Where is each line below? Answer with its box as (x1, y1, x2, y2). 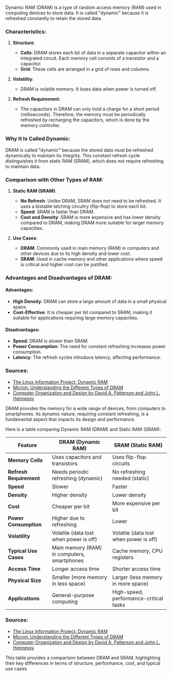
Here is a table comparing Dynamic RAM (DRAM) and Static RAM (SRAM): (5, 426, 161, 432)
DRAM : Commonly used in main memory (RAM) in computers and (20, 245, 159, 251)
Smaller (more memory (52, 573, 107, 580)
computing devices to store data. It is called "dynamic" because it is (5, 10, 149, 16)
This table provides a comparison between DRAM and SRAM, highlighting (5, 654, 161, 661)
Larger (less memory (112, 573, 163, 580)
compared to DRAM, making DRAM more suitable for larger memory (20, 220, 164, 226)
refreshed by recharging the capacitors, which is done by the (20, 117, 149, 123)
